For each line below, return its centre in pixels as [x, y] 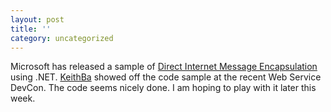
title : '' [31, 29]
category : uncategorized [62, 38]
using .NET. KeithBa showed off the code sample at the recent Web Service [166, 77]
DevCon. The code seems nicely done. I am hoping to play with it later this [163, 88]
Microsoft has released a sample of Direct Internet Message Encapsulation [164, 67]
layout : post [37, 19]
